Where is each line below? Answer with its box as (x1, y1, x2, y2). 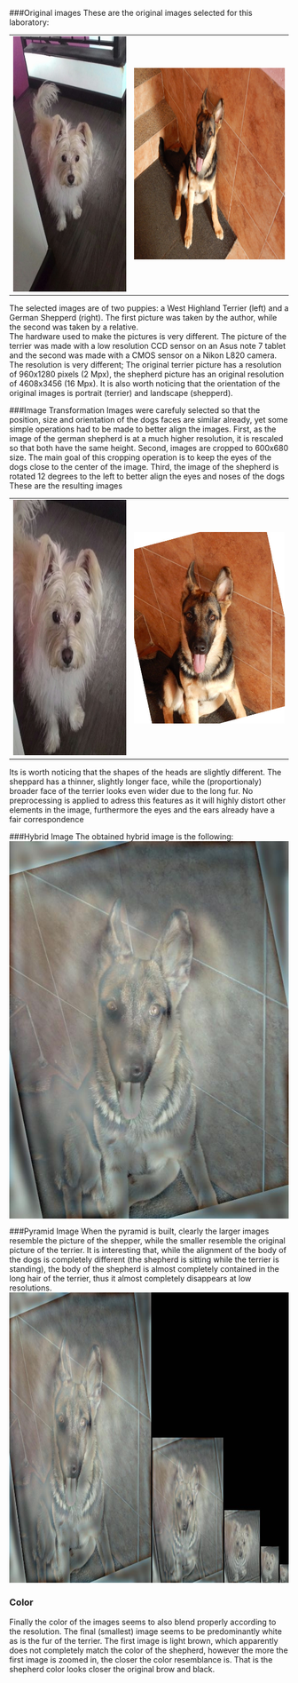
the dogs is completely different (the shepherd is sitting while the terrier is (9, 1254, 279, 1265)
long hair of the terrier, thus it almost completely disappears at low (9, 1273, 252, 1283)
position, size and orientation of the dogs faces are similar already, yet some (9, 415, 288, 425)
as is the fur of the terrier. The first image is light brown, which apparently (9, 1635, 278, 1646)
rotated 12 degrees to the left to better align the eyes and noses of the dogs (9, 471, 286, 482)
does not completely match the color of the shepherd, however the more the (9, 1645, 288, 1655)
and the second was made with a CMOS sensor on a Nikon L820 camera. (9, 350, 278, 361)
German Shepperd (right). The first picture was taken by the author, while (9, 313, 278, 323)
